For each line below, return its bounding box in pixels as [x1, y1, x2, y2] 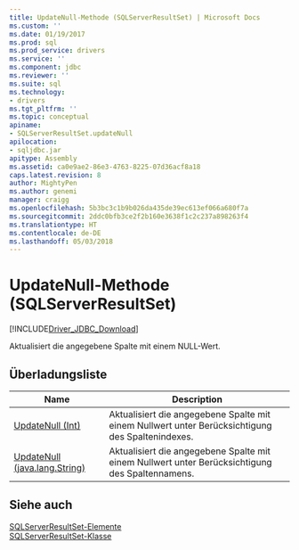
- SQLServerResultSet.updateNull [9, 129, 133, 138]
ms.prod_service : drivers [9, 46, 105, 55]
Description [172, 393, 222, 406]
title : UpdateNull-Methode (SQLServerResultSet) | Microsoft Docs [9, 12, 261, 22]
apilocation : [9, 137, 58, 146]
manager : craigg [9, 195, 69, 205]
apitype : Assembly [9, 153, 77, 163]
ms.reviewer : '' [9, 71, 69, 80]
